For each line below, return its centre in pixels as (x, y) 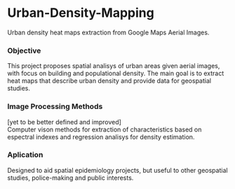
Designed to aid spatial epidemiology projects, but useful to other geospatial (117, 170)
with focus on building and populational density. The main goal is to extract (116, 73)
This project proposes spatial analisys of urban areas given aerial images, (114, 66)
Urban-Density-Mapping (81, 13)
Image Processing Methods (55, 107)
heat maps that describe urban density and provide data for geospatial (109, 81)
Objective (24, 51)
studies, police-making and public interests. (70, 178)
